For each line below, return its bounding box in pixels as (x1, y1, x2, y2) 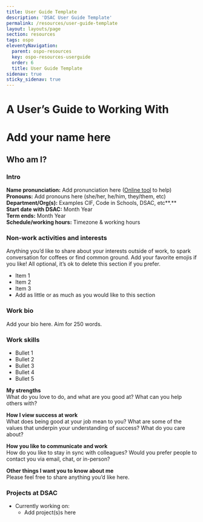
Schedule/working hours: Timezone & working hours (6, 219, 141, 226)
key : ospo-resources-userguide (12, 54, 91, 60)
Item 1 (15, 272, 30, 279)
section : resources (6, 32, 56, 38)
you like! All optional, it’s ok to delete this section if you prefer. (6, 260, 161, 267)
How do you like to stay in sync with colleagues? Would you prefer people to (6, 449, 197, 457)
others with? (6, 400, 38, 407)
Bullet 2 (15, 356, 35, 363)
